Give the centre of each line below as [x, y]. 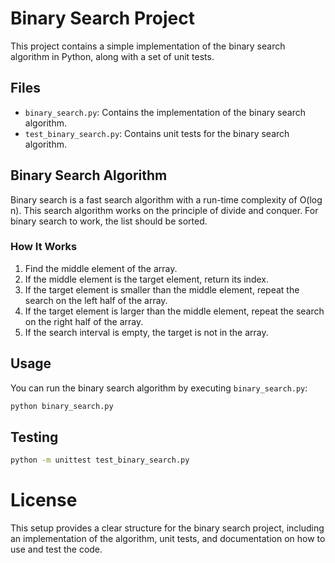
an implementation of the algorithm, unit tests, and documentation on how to [168, 539]
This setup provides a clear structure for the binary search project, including [167, 528]
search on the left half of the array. [96, 300]
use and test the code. [56, 549]
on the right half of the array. [84, 321]
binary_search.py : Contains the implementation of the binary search [165, 112]
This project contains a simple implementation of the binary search [148, 46]
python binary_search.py [62, 406]
